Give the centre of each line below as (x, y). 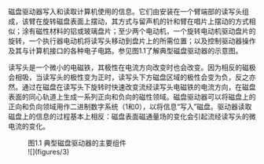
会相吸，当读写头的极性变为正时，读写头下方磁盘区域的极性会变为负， (122, 77)
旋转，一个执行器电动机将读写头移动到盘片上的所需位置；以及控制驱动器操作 (132, 41)
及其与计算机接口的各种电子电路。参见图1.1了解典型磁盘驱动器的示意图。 (125, 51)
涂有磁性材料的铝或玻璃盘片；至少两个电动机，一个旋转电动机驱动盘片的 (139, 31)
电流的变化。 (29, 126)
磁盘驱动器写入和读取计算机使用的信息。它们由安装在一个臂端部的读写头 (125, 11)
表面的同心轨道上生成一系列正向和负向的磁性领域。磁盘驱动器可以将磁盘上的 (132, 97)
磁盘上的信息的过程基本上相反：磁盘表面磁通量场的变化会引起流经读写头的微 (132, 117)
